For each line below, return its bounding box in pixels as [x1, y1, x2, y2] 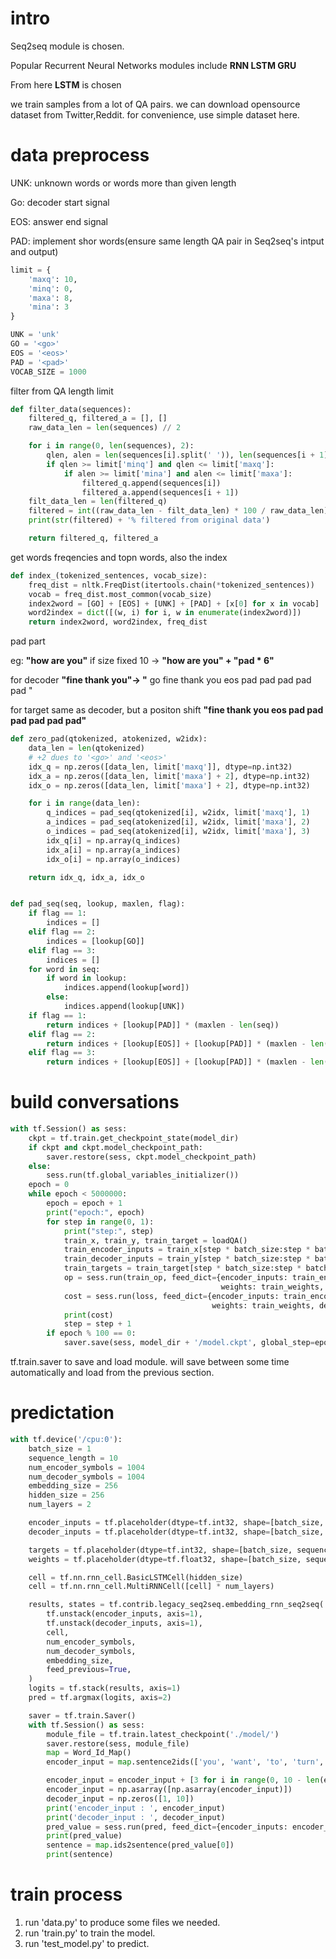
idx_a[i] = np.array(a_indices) [46, 845, 182, 855]
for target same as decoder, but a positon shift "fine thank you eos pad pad [10, 704, 324, 716]
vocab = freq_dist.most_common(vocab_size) [28, 589, 213, 599]
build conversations [10, 1091, 180, 1114]
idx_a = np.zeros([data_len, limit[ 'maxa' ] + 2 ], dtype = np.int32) [28, 771, 311, 781]
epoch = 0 [28, 1180, 70, 1190]
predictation [10, 1402, 115, 1424]
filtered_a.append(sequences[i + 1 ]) [81, 487, 240, 497]
